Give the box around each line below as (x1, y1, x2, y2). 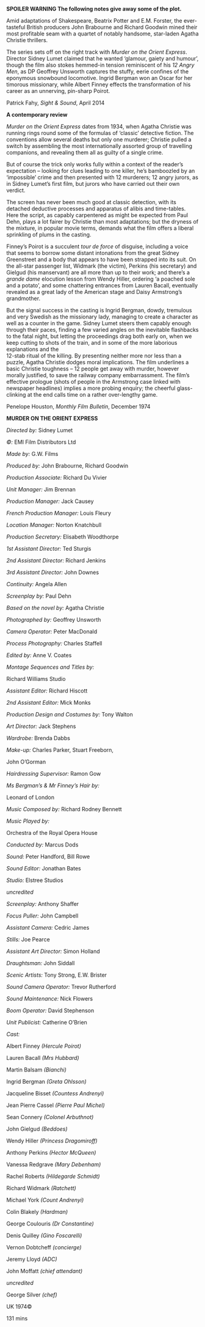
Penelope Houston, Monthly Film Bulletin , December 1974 (6, 403, 151, 410)
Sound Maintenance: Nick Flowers (6, 995, 93, 1002)
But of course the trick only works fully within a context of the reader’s (6, 161, 184, 167)
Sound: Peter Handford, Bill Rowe (6, 853, 90, 860)
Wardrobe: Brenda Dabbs (6, 735, 70, 741)
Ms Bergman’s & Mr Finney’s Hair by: (6, 782, 99, 789)
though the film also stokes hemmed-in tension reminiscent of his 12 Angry (6, 61, 195, 68)
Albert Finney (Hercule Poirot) (6, 1042, 81, 1049)
